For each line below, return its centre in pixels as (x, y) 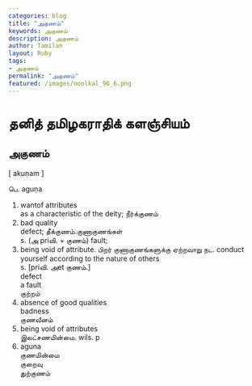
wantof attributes (49, 205)
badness (35, 311)
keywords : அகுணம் (38, 31)
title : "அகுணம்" (36, 23)
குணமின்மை (40, 355)
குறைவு (31, 363)
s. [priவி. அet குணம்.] (55, 266)
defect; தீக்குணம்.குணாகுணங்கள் (71, 231)
